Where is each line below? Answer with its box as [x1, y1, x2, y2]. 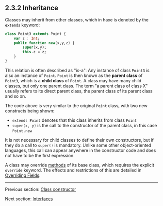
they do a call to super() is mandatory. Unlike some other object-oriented [5, 142, 151, 148]
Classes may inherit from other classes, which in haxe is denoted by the [5, 17, 149, 22]
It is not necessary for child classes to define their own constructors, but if [5, 137, 154, 143]
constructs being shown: [5, 108, 55, 113]
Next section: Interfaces [5, 196, 53, 202]
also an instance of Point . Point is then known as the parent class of [5, 73, 143, 78]
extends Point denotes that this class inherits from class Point [12, 117, 137, 123]
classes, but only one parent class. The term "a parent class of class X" [5, 83, 148, 89]
